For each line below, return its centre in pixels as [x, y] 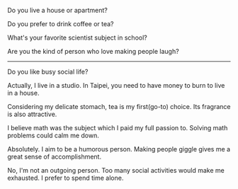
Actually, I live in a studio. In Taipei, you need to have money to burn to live [116, 85]
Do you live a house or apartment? [57, 10]
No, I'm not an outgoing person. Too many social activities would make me [116, 170]
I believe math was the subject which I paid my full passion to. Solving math [118, 128]
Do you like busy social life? [48, 71]
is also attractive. [32, 114]
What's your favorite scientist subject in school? [77, 38]
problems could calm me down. [53, 135]
